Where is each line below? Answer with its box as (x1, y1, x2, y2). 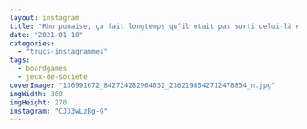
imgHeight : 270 (9, 97, 68, 107)
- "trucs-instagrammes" (17, 47, 108, 56)
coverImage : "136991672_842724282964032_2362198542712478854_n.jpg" (9, 81, 276, 90)
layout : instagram (9, 13, 79, 23)
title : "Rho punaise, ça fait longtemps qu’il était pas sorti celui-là (9, 22, 292, 31)
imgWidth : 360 (9, 89, 64, 98)
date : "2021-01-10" (9, 30, 84, 39)
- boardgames (17, 64, 68, 74)
